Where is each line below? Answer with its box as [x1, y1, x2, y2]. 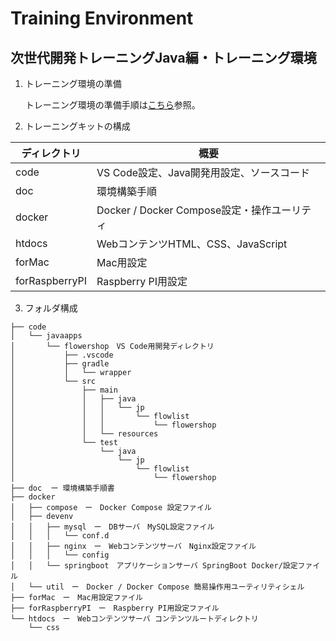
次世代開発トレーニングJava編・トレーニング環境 [10, 49, 317, 66]
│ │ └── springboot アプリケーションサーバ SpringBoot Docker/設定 [10, 561, 298, 571]
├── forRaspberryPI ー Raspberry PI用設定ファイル [10, 603, 220, 613]
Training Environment [10, 7, 194, 30]
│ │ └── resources [10, 429, 159, 439]
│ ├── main [10, 385, 118, 395]
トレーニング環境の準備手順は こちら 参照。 [24, 99, 201, 111]
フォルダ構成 [24, 302, 78, 314]
